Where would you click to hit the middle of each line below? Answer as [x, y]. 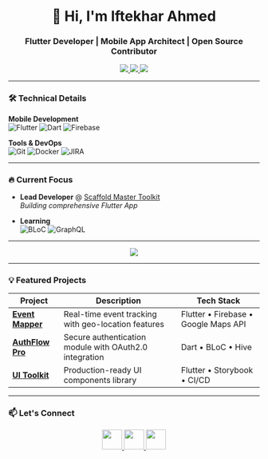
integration [84, 357]
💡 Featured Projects [47, 280]
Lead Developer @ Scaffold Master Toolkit [90, 197]
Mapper [28, 325]
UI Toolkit [31, 375]
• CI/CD [195, 381]
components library [100, 381]
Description [118, 301]
